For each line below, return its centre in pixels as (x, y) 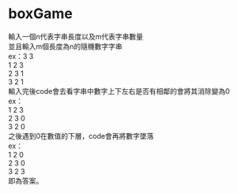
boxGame (41, 14)
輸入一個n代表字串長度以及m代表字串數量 (76, 36)
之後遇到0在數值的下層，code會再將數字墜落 (81, 135)
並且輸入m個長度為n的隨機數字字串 (65, 46)
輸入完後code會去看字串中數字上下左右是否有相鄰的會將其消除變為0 (119, 91)
